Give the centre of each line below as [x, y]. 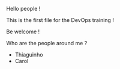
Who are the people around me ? [47, 43]
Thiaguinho [29, 55]
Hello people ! [23, 9]
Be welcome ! [23, 32]
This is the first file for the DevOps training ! [60, 20]
